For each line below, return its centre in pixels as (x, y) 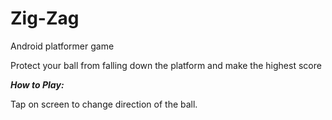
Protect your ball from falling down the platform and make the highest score (166, 65)
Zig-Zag (45, 18)
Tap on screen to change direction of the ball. (104, 104)
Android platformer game (62, 46)
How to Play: (37, 84)
